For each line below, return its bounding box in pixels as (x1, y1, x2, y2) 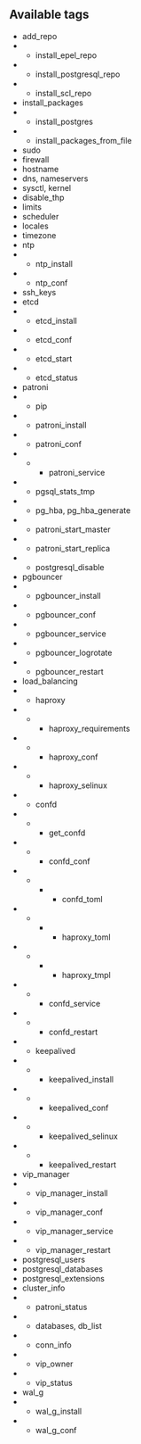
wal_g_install (35, 1406, 82, 1416)
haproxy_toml (61, 932, 111, 942)
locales (21, 220, 49, 231)
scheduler (21, 211, 59, 221)
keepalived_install (48, 1074, 114, 1084)
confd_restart (48, 1026, 98, 1037)
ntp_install (35, 258, 74, 269)
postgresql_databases (21, 1263, 104, 1274)
